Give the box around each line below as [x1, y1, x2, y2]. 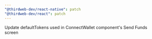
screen [4, 29, 19, 35]
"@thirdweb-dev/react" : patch [4, 11, 66, 16]
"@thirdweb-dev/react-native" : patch [4, 7, 81, 12]
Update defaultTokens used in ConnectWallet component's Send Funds [4, 24, 148, 30]
